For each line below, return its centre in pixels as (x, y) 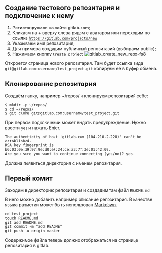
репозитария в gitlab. (27, 246)
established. (18, 141)
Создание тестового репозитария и (63, 8)
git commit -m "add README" (34, 227)
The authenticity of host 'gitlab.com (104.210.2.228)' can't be (73, 137)
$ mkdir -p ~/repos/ (26, 105)
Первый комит (29, 179)
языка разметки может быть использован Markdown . (61, 205)
